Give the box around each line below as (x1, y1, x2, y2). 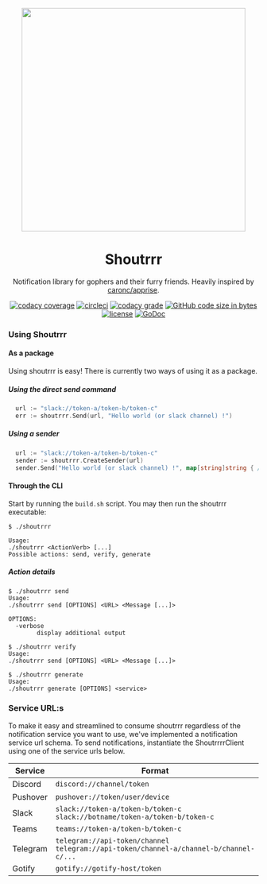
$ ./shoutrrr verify (8, 642, 77, 651)
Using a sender (8, 429, 60, 439)
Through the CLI (8, 481, 64, 490)
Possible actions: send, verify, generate (8, 550, 151, 558)
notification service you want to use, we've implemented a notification (8, 729, 238, 739)
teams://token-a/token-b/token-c (55, 824, 182, 833)
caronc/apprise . (106, 285, 161, 294)
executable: (8, 507, 47, 517)
